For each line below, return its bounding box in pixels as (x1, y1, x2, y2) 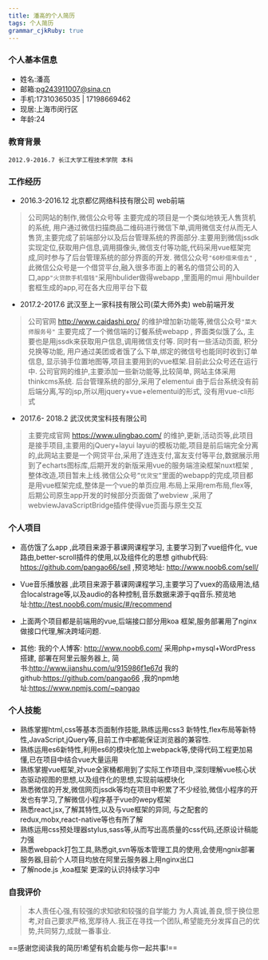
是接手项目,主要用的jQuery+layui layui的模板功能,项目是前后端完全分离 (27, 440, 259, 450)
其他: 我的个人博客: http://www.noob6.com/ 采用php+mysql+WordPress (19, 643, 256, 652)
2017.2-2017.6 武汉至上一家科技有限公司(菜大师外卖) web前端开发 (19, 300, 235, 309)
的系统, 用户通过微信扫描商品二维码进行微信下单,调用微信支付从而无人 (27, 223, 258, 233)
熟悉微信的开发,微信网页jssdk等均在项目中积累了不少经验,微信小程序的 (19, 784, 251, 794)
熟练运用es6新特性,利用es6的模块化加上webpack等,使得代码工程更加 (19, 744, 246, 754)
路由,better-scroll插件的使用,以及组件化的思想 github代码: (19, 552, 209, 562)
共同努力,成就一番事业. (37, 926, 112, 936)
